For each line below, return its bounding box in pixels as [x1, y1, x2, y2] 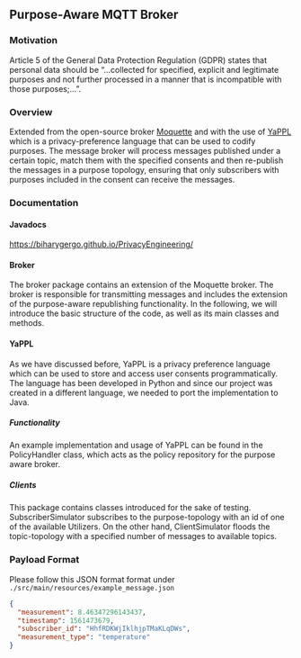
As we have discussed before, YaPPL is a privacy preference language [9, 358, 271, 369]
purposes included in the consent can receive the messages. [9, 174, 235, 185]
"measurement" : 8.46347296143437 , [17, 608, 146, 617]
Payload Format [9, 554, 80, 566]
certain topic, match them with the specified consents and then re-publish [9, 155, 284, 166]
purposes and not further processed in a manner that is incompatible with [9, 74, 282, 85]
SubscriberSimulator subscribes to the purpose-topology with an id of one [9, 512, 285, 523]
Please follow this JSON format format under [9, 573, 175, 584]
